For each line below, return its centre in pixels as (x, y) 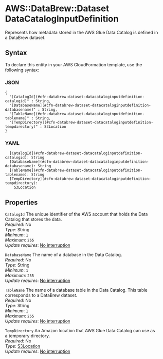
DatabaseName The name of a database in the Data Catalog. (64, 255)
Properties (21, 202)
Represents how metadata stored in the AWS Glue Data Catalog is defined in (81, 32)
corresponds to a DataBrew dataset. (41, 295)
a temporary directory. (27, 336)
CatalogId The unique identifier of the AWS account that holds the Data (76, 214)
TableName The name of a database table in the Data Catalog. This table (76, 290)
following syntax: (22, 70)
